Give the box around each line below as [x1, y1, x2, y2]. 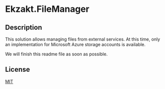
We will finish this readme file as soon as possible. [5, 51, 108, 57]
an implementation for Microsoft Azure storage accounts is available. [5, 42, 146, 47]
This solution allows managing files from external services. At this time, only [5, 36, 160, 42]
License [5, 65, 30, 74]
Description [5, 23, 42, 32]
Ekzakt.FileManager [5, 3, 90, 15]
